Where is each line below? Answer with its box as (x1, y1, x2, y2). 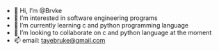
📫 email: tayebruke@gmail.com (13, 37, 106, 44)
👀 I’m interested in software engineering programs (13, 14, 158, 22)
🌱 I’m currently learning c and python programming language (13, 21, 189, 29)
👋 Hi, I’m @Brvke (13, 7, 63, 14)
